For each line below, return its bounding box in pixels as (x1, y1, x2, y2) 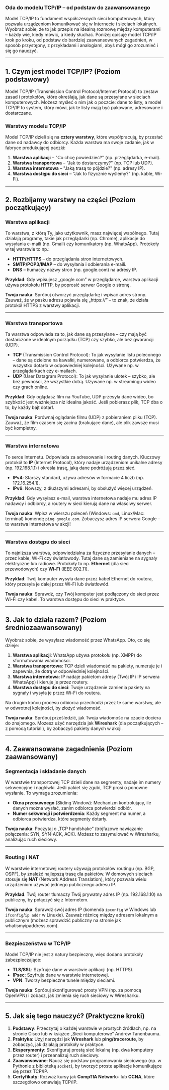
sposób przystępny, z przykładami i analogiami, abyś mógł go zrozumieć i (5, 42, 158, 49)
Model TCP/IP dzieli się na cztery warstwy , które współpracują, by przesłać (5, 134, 163, 140)
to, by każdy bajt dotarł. (5, 404, 54, 411)
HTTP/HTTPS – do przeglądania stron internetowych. (12, 256, 124, 262)
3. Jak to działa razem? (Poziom (5, 616, 107, 624)
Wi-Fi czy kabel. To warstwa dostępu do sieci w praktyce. (5, 596, 125, 602)
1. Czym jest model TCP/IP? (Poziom (5, 67, 121, 76)
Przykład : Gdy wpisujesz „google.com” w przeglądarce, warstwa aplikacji (5, 277, 158, 283)
